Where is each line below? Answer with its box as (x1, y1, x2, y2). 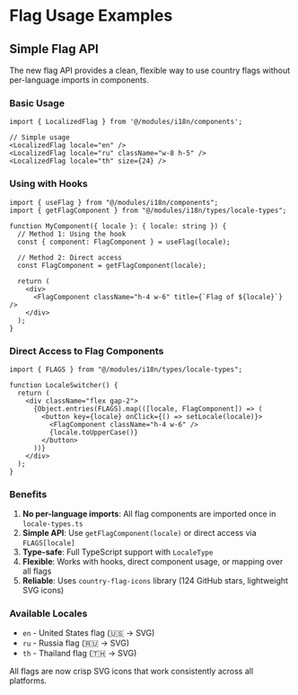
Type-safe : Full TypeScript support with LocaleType (22, 547, 214, 557)
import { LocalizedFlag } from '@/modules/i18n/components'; (9, 118, 243, 127)
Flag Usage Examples (9, 5, 173, 26)
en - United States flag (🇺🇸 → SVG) (22, 628, 155, 638)
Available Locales (9, 608, 88, 620)
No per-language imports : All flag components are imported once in (22, 509, 276, 520)
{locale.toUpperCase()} (48, 428, 139, 437)
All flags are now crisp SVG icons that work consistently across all (9, 666, 254, 677)
